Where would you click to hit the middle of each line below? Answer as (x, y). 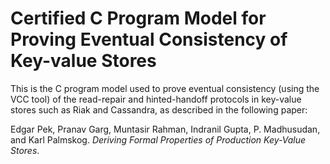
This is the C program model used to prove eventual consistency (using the (165, 88)
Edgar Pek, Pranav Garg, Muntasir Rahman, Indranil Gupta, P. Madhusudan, (165, 129)
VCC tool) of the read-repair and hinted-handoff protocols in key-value (156, 99)
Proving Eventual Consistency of (149, 39)
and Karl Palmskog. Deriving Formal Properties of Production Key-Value (158, 139)
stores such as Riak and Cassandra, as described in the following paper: (159, 109)
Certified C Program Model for (138, 18)
